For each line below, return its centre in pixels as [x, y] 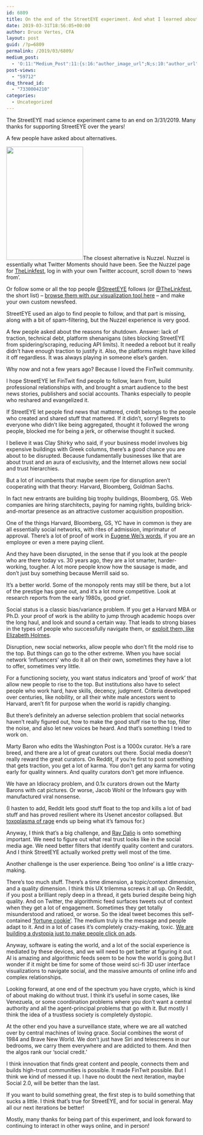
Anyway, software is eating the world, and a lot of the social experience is [98, 945]
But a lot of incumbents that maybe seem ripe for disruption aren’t [88, 480]
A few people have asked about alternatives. [62, 138]
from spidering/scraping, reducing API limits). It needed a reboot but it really [101, 344]
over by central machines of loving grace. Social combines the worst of [95, 1033]
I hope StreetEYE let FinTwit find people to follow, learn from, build [89, 380]
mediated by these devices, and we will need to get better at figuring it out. [100, 951]
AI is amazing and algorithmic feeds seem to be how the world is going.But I [101, 958]
